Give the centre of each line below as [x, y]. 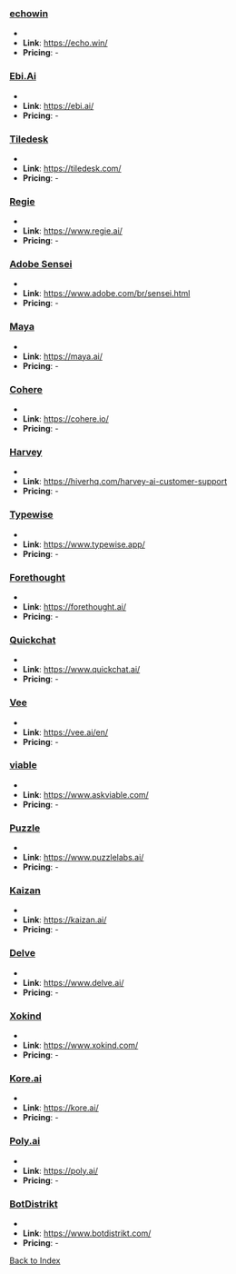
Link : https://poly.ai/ [60, 1170]
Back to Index [35, 1260]
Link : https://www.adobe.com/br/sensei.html [106, 294]
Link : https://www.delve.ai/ [73, 982]
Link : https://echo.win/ [65, 43]
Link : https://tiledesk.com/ [72, 168]
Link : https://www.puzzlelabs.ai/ [83, 858]
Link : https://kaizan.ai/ [64, 920]
